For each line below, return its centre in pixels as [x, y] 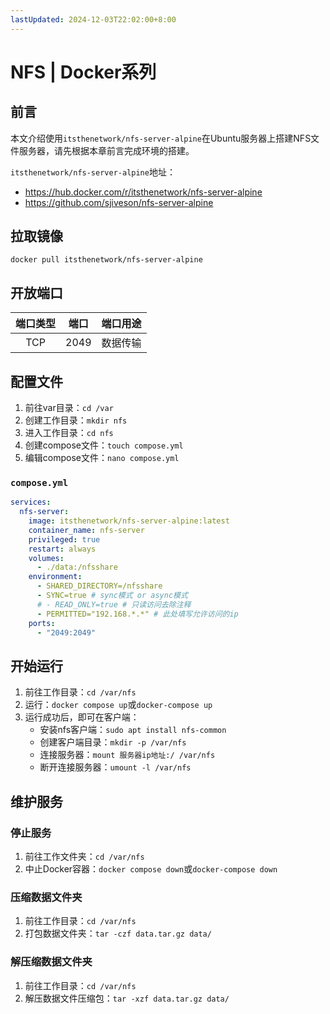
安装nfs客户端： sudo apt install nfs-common [133, 730]
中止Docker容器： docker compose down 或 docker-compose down [151, 868]
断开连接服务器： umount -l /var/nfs [115, 767]
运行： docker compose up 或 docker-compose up [118, 705]
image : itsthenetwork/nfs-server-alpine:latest [129, 521]
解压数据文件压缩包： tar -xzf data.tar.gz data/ [127, 998]
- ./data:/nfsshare [77, 567]
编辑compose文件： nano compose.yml [102, 458]
